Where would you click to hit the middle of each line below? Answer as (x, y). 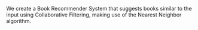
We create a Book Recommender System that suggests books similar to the (99, 9)
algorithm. (19, 21)
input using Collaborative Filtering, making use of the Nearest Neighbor (94, 15)
